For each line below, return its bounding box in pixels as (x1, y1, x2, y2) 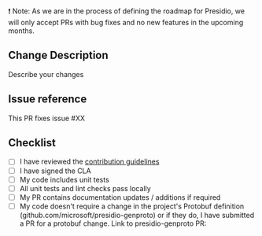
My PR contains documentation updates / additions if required (19, 192, 221, 202)
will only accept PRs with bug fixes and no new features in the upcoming (8, 18, 244, 27)
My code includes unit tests (19, 175, 110, 184)
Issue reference (8, 93, 87, 106)
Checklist (8, 136, 57, 149)
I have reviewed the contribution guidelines (19, 157, 160, 167)
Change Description (8, 49, 109, 62)
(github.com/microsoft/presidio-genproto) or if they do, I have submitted (19, 210, 255, 219)
